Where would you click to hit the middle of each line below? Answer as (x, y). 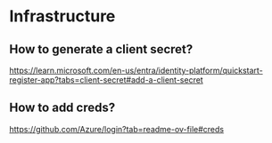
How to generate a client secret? (101, 49)
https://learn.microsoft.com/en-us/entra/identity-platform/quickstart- (136, 70)
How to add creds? (62, 108)
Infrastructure (62, 16)
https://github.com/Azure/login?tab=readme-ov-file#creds (117, 129)
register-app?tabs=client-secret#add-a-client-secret (106, 80)
